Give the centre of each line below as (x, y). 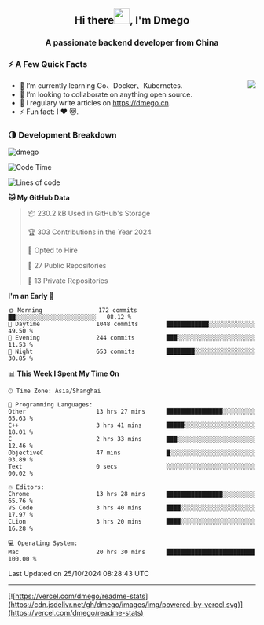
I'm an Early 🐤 (31, 296)
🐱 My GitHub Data (39, 197)
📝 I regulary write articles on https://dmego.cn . (95, 102)
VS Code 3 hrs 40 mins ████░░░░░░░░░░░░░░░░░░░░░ (132, 508)
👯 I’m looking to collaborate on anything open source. (106, 94)
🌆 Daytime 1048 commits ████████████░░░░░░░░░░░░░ (132, 324)
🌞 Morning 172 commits (73, 310)
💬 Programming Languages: (50, 404)
